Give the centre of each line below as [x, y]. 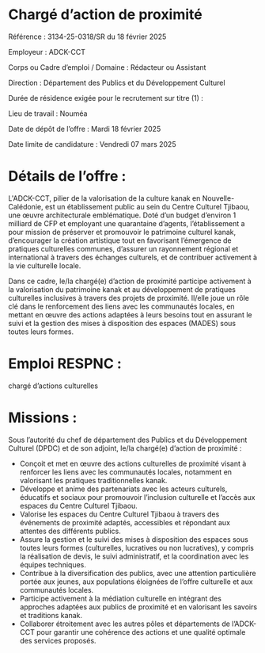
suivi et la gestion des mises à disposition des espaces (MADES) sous [122, 323]
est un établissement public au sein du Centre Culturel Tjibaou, [148, 206]
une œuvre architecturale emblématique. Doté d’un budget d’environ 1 [122, 215]
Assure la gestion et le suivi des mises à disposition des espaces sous [134, 539]
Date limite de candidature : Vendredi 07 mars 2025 [92, 144]
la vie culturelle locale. [45, 265]
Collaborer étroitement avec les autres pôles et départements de [125, 624]
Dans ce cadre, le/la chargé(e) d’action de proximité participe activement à [130, 281]
